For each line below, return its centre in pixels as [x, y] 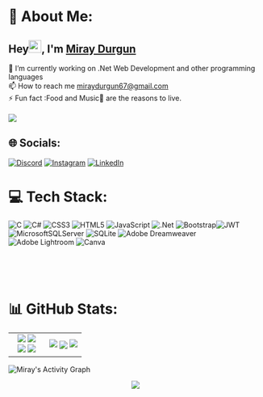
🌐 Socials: [35, 144]
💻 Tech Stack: [58, 196]
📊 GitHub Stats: [63, 308]
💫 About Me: [51, 17]
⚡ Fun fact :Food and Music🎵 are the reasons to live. [95, 98]
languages [26, 77]
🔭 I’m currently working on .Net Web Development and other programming [132, 68]
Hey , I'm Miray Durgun [72, 49]
